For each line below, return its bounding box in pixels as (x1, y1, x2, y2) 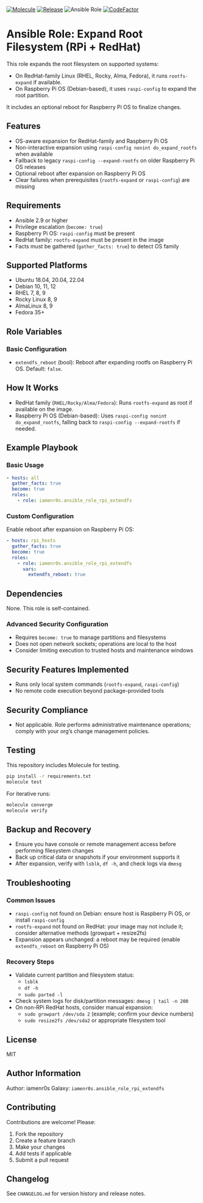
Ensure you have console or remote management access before (15, 840, 177, 848)
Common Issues (6, 896, 56, 905)
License (6, 1035, 37, 1045)
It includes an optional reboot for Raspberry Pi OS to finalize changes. (6, 103, 182, 110)
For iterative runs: (6, 790, 51, 797)
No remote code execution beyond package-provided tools (15, 687, 165, 695)
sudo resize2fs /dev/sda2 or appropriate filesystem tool (24, 1017, 166, 1024)
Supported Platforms (6, 260, 88, 270)
